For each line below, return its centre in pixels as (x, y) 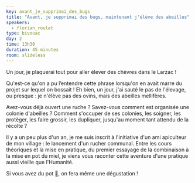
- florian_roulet (32, 28)
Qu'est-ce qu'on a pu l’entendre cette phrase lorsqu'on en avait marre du (94, 83)
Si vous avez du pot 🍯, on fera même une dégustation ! (72, 173)
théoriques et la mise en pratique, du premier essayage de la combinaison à (97, 150)
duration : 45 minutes (32, 50)
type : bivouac (23, 33)
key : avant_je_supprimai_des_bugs (48, 11)
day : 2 (14, 39)
